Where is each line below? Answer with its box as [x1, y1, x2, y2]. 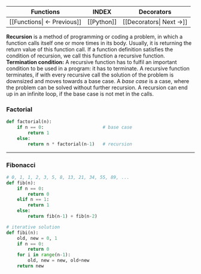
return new [17, 263, 44, 269]
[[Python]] [87, 18, 117, 26]
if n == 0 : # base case [17, 124, 133, 130]
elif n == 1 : [17, 197, 50, 203]
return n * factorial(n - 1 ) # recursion [28, 141, 133, 147]
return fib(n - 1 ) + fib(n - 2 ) [28, 214, 98, 220]
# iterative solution [6, 224, 60, 230]
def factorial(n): [6, 119, 52, 125]
